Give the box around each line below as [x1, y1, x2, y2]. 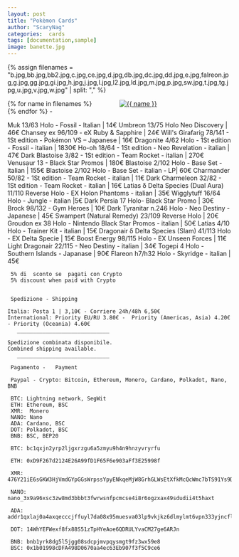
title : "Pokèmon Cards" [7, 17, 78, 24]
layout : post [7, 10, 46, 18]
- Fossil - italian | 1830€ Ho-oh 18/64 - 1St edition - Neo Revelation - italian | [7, 144, 230, 152]
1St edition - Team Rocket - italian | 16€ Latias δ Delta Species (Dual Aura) [7, 181, 224, 189]
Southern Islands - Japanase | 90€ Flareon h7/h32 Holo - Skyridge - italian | [7, 250, 231, 258]
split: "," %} [73, 86, 107, 94]
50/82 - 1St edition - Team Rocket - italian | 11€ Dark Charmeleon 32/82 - [7, 174, 222, 182]
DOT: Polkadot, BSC [10, 426, 69, 433]
